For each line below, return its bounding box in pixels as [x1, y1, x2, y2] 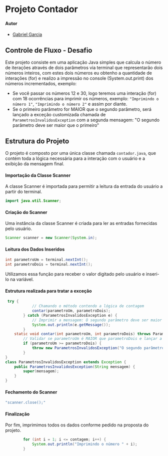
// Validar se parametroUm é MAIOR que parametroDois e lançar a [23, 336, 162, 341]
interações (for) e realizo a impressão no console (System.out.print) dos [5, 75, 153, 81]
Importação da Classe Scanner [5, 172, 71, 178]
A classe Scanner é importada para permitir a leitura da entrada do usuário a [5, 183, 163, 189]
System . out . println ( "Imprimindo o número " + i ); [31, 442, 137, 447]
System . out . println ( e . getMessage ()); [31, 322, 111, 327]
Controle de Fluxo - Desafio [5, 46, 92, 55]
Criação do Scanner [5, 209, 47, 215]
